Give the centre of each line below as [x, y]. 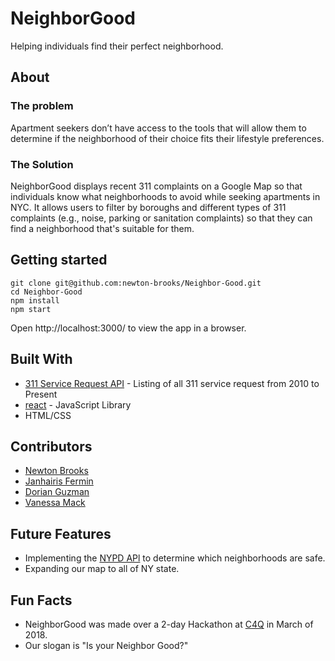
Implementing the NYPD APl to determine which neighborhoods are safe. [175, 558]
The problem [42, 106]
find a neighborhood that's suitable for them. [102, 228]
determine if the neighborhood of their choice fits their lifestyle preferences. [167, 138]
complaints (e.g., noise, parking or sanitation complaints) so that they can [161, 218]
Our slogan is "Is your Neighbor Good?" [106, 645]
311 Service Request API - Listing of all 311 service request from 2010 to [172, 383]
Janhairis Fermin [59, 481]
